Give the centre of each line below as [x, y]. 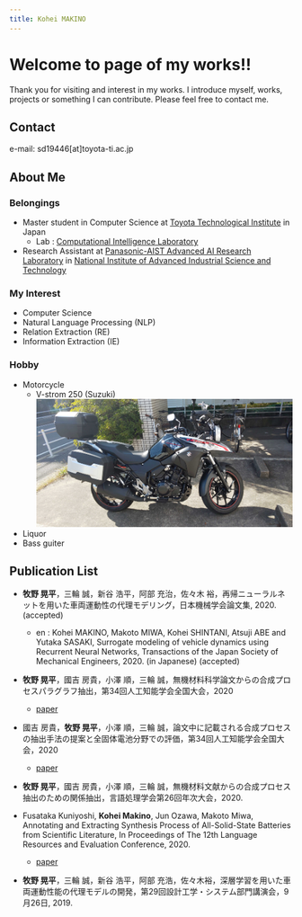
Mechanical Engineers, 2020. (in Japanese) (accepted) [138, 662]
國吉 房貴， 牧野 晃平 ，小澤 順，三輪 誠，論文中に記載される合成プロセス [156, 727]
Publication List [54, 571]
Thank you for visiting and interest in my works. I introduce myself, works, [146, 89]
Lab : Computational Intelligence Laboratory [117, 242]
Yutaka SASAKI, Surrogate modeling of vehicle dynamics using [152, 642]
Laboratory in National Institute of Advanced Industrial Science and [147, 261]
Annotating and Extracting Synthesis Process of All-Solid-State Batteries [156, 825]
